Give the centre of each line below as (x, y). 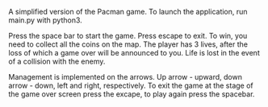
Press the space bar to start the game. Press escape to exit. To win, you (128, 36)
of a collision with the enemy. (57, 61)
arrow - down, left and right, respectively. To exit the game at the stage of (131, 85)
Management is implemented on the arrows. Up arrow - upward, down (125, 77)
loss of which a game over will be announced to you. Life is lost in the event (134, 53)
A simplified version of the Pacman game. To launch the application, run (128, 12)
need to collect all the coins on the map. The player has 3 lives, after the (128, 44)
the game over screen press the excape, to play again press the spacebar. (132, 94)
